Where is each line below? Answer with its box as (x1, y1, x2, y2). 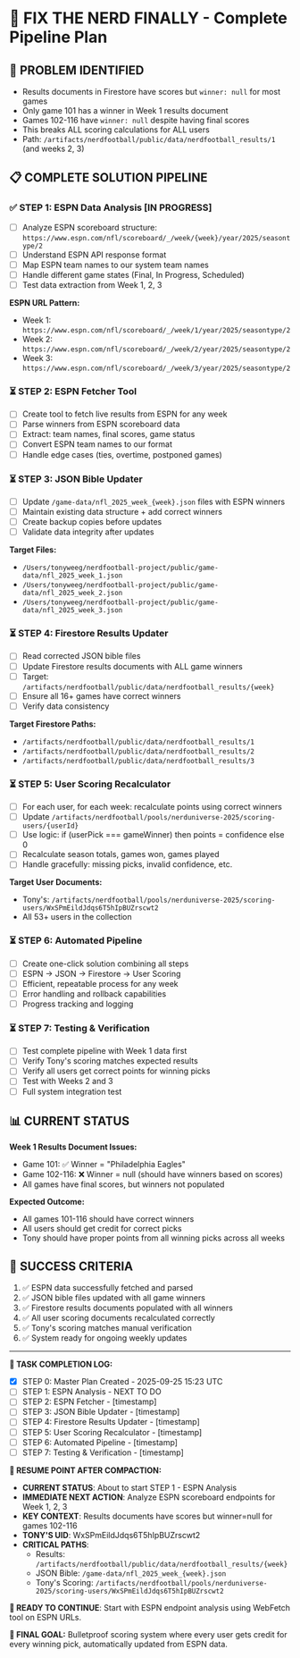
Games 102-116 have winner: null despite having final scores (21, 115, 250, 125)
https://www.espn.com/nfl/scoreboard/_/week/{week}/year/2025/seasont (21, 233, 291, 242)
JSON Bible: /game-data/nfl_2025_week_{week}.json (35, 1568, 227, 1578)
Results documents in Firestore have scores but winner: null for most (21, 87, 281, 97)
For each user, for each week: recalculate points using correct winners (21, 802, 283, 812)
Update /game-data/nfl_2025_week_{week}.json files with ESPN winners (21, 496, 286, 507)
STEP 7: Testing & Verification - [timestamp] (21, 1447, 185, 1458)
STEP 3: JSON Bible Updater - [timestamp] (21, 1407, 180, 1418)
